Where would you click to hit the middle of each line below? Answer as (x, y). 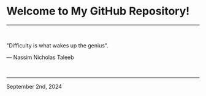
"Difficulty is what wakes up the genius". (57, 45)
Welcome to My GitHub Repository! (98, 11)
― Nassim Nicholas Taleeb (40, 57)
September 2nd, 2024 (34, 86)
